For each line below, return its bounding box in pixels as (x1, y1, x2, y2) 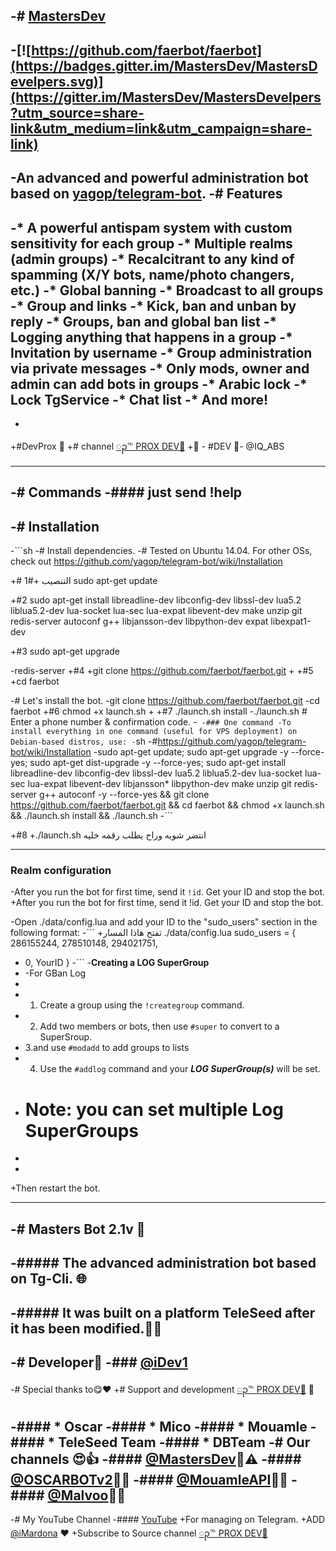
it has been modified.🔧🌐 (10, 1320, 163, 1337)
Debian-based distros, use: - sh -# (10, 735, 158, 748)
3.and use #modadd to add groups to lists (24, 1042, 190, 1054)
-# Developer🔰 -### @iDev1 (10, 1354, 188, 1371)
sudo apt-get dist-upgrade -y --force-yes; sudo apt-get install (29, 757, 287, 769)
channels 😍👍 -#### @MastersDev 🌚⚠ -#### (10, 1450, 302, 1468)
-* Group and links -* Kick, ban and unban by (10, 297, 297, 314)
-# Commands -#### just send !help (10, 484, 243, 501)
